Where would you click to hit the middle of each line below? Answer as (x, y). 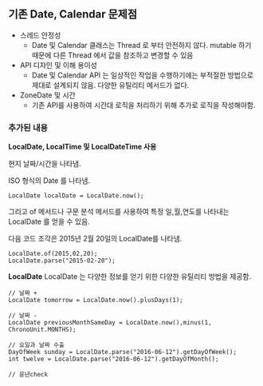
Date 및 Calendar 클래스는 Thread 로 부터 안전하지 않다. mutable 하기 (141, 45)
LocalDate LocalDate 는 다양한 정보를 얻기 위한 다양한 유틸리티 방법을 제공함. (130, 277)
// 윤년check (28, 375)
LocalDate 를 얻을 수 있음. (49, 221)
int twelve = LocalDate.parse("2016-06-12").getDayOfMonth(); (114, 359)
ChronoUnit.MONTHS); (43, 330)
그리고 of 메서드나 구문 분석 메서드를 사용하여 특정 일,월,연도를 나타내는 (119, 212)
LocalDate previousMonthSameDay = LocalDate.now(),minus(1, (110, 323)
